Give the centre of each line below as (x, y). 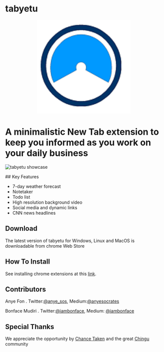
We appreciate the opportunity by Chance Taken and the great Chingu (77, 339)
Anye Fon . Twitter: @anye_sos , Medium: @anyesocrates (62, 301)
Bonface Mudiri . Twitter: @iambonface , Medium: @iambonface (70, 311)
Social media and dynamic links (45, 207)
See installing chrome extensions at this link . (51, 274)
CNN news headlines (34, 213)
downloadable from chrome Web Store (45, 246)
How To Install (28, 262)
